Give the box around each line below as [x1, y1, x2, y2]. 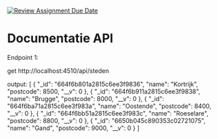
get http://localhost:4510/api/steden [7, 66, 110, 75]
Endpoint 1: [7, 53, 39, 61]
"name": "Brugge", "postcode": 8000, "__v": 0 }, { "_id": [7, 94, 164, 103]
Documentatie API [7, 31, 114, 46]
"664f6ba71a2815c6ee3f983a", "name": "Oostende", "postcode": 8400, [7, 102, 212, 110]
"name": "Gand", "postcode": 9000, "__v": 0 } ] [7, 124, 140, 132]
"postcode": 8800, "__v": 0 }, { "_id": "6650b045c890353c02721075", [7, 116, 206, 125]
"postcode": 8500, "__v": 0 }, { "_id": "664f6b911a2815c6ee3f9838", [7, 87, 201, 96]
